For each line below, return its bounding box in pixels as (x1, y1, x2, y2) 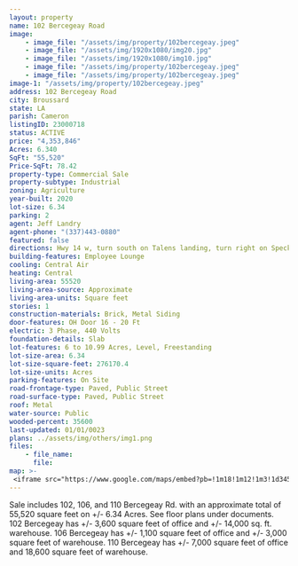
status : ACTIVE (9, 129, 66, 138)
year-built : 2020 (9, 194, 74, 204)
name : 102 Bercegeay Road (9, 21, 105, 30)
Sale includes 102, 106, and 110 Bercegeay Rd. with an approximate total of (9, 499, 282, 510)
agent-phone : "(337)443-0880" (9, 227, 122, 236)
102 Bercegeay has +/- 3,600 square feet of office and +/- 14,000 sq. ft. (9, 518, 272, 529)
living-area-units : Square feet (9, 294, 129, 303)
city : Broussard (9, 95, 69, 105)
